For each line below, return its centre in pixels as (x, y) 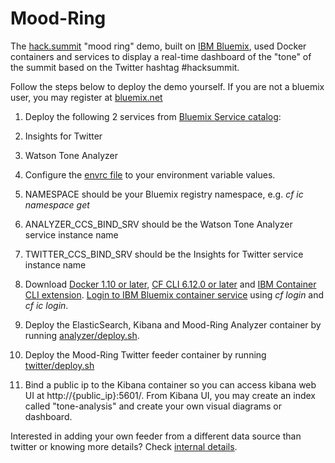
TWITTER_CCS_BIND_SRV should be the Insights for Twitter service (164, 254)
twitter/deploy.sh (59, 365)
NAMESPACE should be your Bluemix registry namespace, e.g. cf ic (164, 194)
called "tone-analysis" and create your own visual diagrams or (153, 406)
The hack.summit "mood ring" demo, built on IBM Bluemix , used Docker (158, 46)
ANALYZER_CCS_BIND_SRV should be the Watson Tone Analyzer (158, 224)
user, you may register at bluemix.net (86, 97)
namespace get (57, 204)
